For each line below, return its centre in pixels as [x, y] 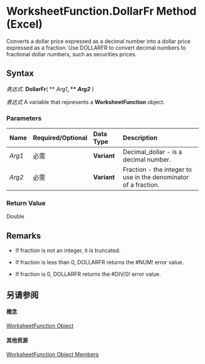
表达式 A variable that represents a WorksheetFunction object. [86, 102]
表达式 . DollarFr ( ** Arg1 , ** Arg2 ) [50, 89]
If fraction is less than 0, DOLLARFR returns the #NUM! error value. [99, 262]
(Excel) [24, 24]
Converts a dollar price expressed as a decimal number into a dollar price [99, 41]
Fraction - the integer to [157, 169]
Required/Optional [60, 138]
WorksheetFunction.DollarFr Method [102, 11]
